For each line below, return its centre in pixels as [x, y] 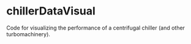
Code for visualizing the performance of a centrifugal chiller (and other [96, 28]
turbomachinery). [28, 34]
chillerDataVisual [51, 11]
